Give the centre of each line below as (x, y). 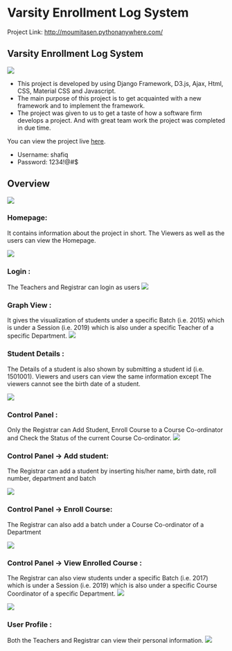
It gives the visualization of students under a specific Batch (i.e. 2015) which (116, 320)
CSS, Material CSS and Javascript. (66, 91)
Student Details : (36, 354)
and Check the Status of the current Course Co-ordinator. (89, 438)
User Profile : (29, 624)
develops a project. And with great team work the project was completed (121, 120)
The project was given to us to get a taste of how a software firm (109, 113)
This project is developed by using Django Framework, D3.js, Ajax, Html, (120, 83)
